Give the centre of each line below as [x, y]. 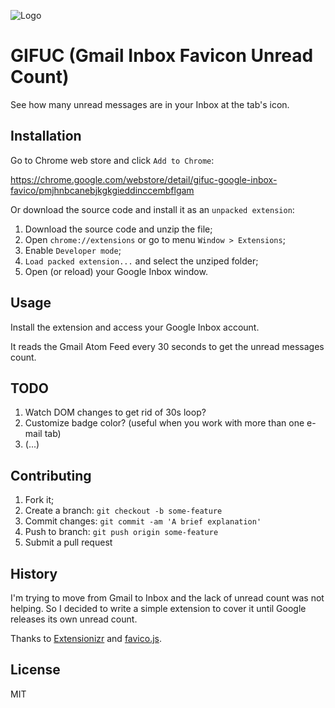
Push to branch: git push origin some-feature [121, 532]
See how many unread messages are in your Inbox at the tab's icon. [150, 104]
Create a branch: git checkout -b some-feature [123, 511]
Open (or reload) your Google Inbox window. [116, 271]
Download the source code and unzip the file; [118, 229]
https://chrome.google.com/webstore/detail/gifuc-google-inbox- [144, 179]
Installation [46, 136]
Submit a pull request [68, 542]
